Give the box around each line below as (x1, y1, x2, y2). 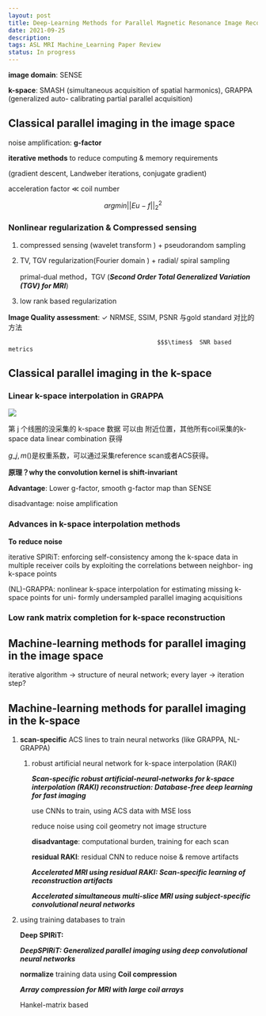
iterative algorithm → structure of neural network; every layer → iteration (8, 670, 245, 679)
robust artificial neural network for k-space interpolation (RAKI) (31, 759, 237, 768)
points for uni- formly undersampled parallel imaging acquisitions (30, 592, 243, 602)
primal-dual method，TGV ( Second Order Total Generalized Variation (19, 272, 251, 281)
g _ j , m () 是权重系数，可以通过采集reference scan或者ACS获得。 (8, 451, 213, 460)
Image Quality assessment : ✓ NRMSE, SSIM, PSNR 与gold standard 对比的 (8, 312, 255, 322)
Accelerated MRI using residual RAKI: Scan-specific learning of (31, 868, 246, 877)
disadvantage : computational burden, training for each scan (31, 837, 230, 847)
